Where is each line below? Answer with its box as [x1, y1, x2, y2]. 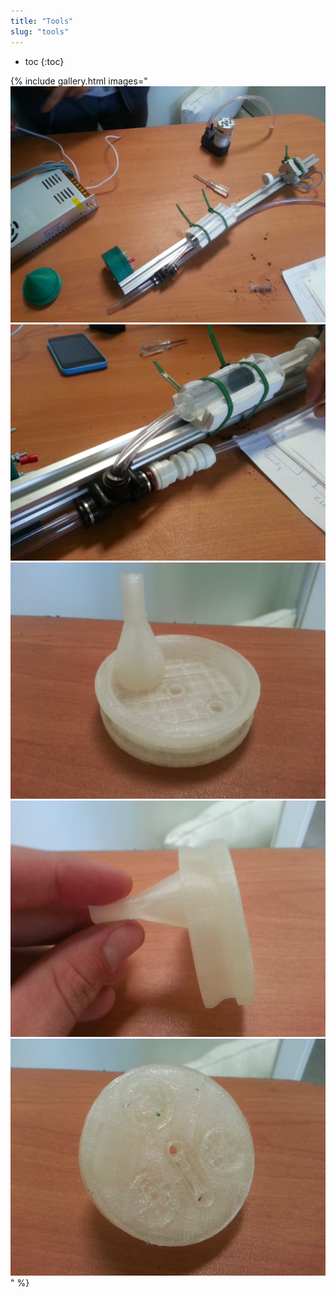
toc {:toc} [24, 55, 65, 67]
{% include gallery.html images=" [10, 75, 148, 87]
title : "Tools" [10, 16, 74, 26]
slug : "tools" [10, 26, 70, 37]
